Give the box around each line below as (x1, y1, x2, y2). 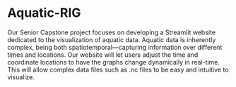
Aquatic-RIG (7, 5, 81, 21)
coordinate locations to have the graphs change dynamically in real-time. (7, 58, 220, 66)
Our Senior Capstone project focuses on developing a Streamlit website (7, 28, 216, 36)
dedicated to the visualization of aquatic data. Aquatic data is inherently (7, 35, 216, 43)
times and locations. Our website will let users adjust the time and (7, 51, 199, 59)
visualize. (7, 72, 35, 81)
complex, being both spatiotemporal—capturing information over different (7, 43, 223, 51)
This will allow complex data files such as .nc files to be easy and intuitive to (7, 65, 229, 74)
